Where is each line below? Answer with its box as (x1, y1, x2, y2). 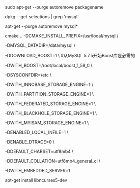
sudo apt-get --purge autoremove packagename (5, 4, 104, 10)
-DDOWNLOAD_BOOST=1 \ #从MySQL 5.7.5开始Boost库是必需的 (5, 53, 135, 58)
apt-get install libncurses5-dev (5, 177, 67, 183)
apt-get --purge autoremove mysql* (5, 23, 78, 29)
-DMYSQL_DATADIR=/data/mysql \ (5, 42, 76, 48)
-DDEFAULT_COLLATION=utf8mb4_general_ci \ (5, 158, 101, 164)
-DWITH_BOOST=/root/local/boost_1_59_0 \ (5, 63, 92, 68)
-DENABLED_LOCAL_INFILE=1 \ (5, 129, 69, 135)
